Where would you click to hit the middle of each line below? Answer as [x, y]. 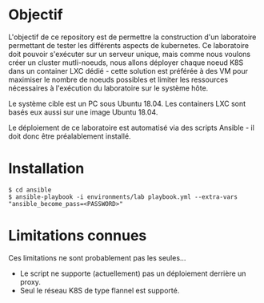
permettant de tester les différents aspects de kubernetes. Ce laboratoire [129, 45]
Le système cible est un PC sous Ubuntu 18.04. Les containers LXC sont [127, 103]
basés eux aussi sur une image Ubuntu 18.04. [83, 112]
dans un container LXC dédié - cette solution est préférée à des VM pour [128, 71]
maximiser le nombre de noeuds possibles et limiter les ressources [118, 79]
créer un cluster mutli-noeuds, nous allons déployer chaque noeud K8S [126, 63]
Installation [46, 169]
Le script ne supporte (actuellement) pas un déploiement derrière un [133, 273]
